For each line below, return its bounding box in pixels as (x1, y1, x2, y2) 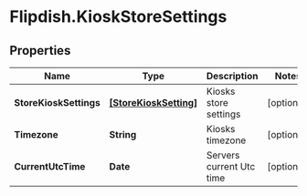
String (109, 129, 137, 140)
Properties (9, 43, 71, 58)
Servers (206, 149, 240, 161)
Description (206, 70, 259, 82)
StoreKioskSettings (14, 97, 101, 108)
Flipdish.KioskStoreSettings (9, 6, 228, 27)
